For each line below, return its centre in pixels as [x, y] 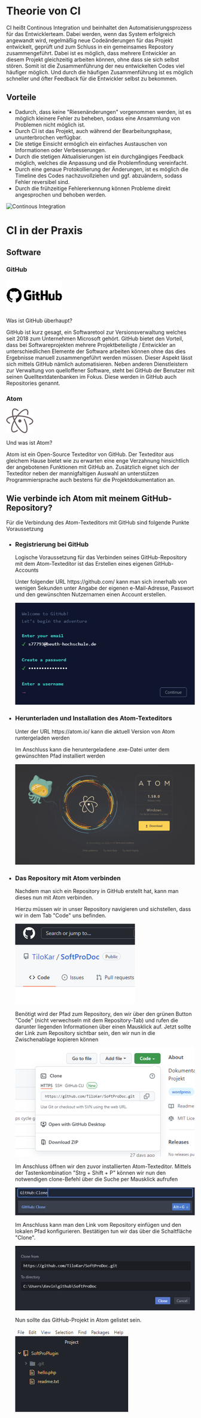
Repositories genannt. [33, 383]
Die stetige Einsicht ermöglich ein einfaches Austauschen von [91, 144]
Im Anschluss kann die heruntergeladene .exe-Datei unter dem [92, 749]
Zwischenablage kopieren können [57, 1040]
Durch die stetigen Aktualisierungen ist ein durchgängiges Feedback [99, 156]
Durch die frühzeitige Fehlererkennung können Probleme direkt [92, 188]
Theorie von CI [43, 11]
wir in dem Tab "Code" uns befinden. [60, 916]
